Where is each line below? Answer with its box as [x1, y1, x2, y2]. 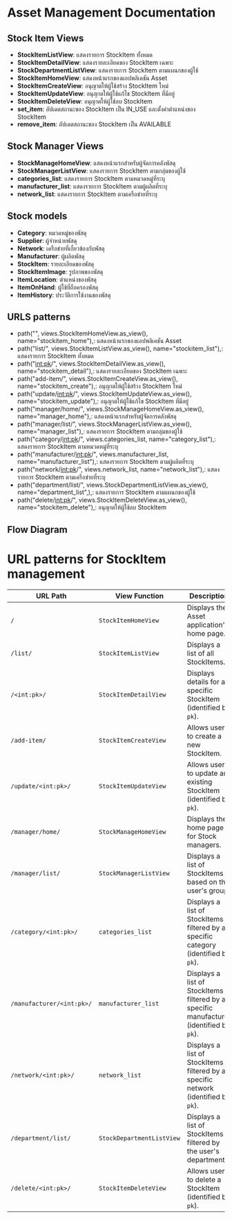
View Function [115, 591, 164, 601]
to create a [186, 731, 222, 741]
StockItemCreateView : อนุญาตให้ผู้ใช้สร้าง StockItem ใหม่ [17, 81, 169, 90]
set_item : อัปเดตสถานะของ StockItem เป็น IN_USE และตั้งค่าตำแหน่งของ [17, 105, 196, 113]
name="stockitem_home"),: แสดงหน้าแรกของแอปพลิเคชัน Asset [17, 337, 182, 345]
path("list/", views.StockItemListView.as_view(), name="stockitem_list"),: [17, 344, 224, 353]
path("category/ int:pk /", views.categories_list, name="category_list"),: [17, 435, 216, 443]
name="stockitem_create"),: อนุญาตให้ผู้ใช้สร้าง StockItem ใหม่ [17, 382, 182, 391]
